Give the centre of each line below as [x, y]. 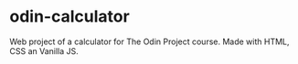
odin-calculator [69, 17]
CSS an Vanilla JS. [44, 50]
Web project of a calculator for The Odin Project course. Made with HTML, [149, 41]
